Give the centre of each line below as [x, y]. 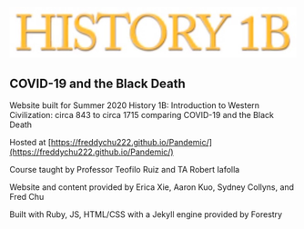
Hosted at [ [30, 143]
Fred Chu [27, 197]
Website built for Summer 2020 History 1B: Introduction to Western [135, 105]
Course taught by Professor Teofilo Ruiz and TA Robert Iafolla [125, 170]
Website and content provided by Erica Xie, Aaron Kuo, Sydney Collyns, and [152, 187]
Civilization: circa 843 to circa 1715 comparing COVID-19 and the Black [142, 115]
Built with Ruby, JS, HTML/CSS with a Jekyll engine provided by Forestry [146, 214]
